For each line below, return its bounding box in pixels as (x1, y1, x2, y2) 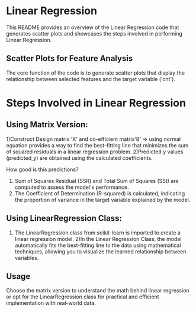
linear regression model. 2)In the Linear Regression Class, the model (14, 235, 182, 242)
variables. (14, 254, 39, 261)
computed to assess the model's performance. (14, 184, 129, 191)
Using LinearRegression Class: (6, 213, 123, 223)
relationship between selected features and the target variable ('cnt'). (6, 75, 176, 82)
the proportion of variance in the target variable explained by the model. (14, 196, 191, 203)
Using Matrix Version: (6, 120, 88, 130)
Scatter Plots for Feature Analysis (6, 53, 133, 63)
